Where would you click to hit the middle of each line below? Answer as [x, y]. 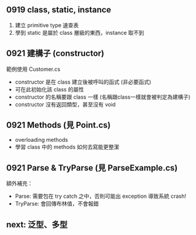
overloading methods [41, 140]
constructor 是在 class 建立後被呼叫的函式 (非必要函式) [83, 82]
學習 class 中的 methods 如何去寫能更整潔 [67, 147]
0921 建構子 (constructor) [55, 53]
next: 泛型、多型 [37, 224]
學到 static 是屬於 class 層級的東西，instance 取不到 [80, 32]
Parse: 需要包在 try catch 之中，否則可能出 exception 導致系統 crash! [101, 196]
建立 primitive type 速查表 [47, 25]
